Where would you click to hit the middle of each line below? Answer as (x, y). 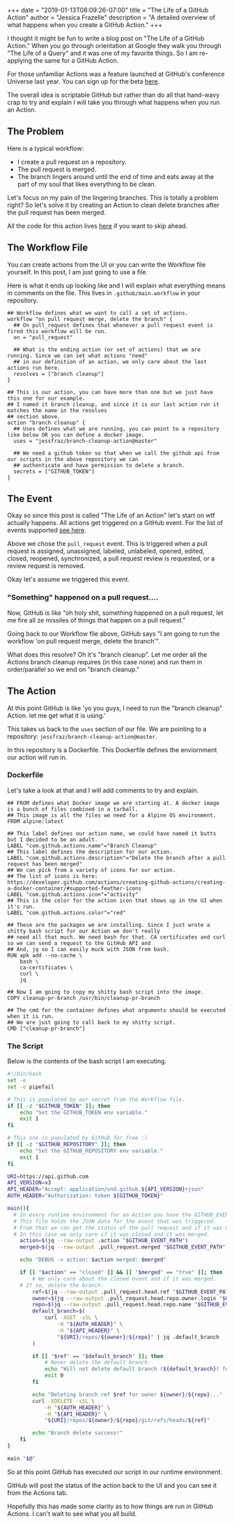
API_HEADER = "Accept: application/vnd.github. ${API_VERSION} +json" (106, 1189)
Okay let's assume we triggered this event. (69, 579)
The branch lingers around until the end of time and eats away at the (116, 176)
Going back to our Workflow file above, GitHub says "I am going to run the (114, 634)
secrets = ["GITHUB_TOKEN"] (54, 471)
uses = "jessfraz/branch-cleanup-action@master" (85, 441)
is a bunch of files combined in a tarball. (73, 809)
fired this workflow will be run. (57, 331)
